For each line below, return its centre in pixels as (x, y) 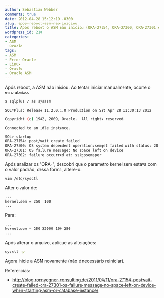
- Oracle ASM (18, 73)
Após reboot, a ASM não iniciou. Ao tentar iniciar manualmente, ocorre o (78, 87)
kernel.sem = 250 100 (28, 201)
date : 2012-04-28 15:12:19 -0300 (39, 19)
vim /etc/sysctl (21, 178)
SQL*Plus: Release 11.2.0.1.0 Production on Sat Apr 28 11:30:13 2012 (78, 110)
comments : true (20, 14)
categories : (17, 37)
